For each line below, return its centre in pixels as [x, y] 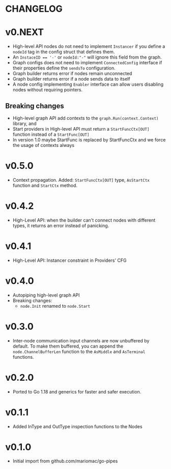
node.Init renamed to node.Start [55, 306]
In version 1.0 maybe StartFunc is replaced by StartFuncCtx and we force [89, 140]
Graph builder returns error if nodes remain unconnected [72, 73]
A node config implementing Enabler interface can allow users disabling [88, 84]
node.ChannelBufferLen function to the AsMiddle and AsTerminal [79, 351]
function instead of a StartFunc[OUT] [51, 134]
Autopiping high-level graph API [46, 295]
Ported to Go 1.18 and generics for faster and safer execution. [77, 391]
